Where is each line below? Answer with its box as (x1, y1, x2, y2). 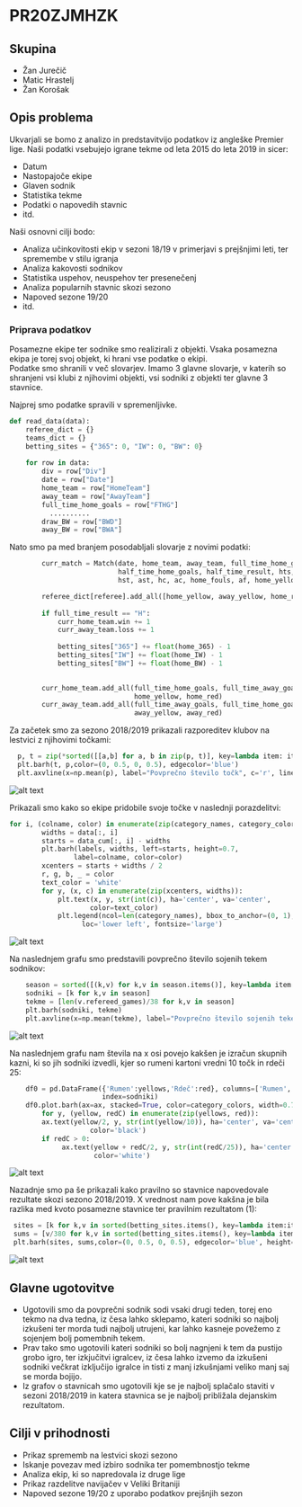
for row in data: (25, 459, 91, 468)
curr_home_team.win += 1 (57, 617, 151, 626)
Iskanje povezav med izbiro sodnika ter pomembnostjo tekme (22, 1458, 250, 1470)
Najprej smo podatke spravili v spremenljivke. (9, 399, 178, 410)
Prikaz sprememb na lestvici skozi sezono (22, 1449, 178, 1460)
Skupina (9, 41, 57, 57)
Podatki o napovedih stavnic (22, 199, 128, 210)
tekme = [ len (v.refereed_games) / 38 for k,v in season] (25, 997, 235, 1006)
